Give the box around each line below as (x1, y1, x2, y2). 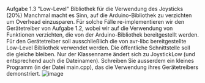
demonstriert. (6, 70, 41, 77)
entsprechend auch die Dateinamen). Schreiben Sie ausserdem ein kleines (6, 57, 195, 64)
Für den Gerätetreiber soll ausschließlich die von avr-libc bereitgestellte (6, 38, 187, 45)
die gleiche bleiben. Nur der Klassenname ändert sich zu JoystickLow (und (6, 51, 196, 57)
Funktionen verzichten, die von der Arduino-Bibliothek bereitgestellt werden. (6, 31, 199, 38)
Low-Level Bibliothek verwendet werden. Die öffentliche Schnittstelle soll (6, 44, 191, 51)
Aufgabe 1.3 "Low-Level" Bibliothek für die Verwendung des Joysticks (6, 5, 184, 12)
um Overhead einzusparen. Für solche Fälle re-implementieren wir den (6, 18, 185, 25)
